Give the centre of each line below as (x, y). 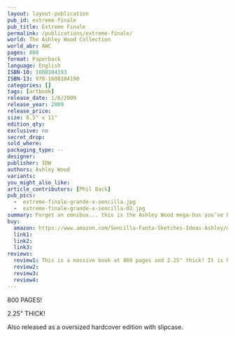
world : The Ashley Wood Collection (59, 40)
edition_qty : (26, 124)
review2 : (26, 267)
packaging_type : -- (36, 150)
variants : (22, 176)
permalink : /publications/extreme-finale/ (70, 33)
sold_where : (24, 144)
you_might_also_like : (39, 182)
